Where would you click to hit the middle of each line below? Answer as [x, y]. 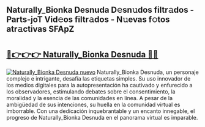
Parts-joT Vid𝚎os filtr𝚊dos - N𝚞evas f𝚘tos [88, 20]
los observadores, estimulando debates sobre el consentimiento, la [91, 92]
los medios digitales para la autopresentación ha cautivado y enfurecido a [99, 85]
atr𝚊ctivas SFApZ [40, 29]
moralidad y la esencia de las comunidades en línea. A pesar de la [90, 98]
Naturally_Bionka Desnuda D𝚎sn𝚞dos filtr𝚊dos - [100, 10]
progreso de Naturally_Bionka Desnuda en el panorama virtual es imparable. [102, 118]
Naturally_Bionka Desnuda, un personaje [148, 72]
